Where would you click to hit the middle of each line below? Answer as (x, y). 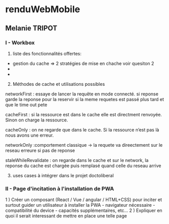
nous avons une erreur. (30, 135)
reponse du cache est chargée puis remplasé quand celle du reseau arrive (83, 166)
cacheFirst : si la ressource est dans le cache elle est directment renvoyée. (83, 114)
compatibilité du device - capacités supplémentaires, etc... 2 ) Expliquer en (84, 211)
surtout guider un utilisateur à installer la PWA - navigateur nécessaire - (80, 205)
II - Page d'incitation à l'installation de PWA (60, 188)
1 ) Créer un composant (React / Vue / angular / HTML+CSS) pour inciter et (84, 200)
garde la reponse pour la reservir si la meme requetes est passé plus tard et (85, 99)
